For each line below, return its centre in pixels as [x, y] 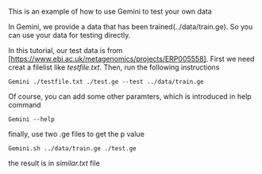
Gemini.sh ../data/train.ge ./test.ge [72, 149]
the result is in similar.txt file [54, 163]
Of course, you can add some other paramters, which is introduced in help [130, 96]
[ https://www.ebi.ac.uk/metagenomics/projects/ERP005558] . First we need [131, 59]
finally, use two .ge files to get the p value [77, 134]
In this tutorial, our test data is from [65, 50]
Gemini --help [32, 119]
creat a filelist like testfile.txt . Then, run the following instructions [114, 67]
